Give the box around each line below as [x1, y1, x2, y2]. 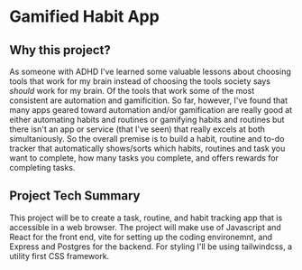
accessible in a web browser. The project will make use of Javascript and [9, 221, 281, 232]
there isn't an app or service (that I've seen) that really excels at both [9, 124, 266, 135]
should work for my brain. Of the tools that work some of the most [9, 86, 255, 96]
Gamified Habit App [9, 6, 160, 27]
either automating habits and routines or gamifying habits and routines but [9, 115, 285, 125]
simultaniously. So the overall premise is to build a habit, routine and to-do [9, 134, 285, 144]
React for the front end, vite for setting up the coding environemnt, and [9, 231, 273, 242]
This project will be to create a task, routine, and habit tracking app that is [9, 212, 283, 223]
